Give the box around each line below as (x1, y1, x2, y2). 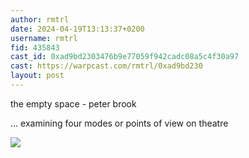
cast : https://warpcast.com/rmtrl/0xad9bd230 (10, 61, 203, 71)
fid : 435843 (10, 42, 60, 53)
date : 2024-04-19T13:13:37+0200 (10, 24, 145, 34)
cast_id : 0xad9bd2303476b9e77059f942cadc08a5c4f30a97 (10, 52, 240, 62)
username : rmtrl (10, 33, 78, 43)
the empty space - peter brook (10, 97, 137, 110)
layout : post (10, 71, 65, 81)
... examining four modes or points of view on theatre (10, 117, 229, 129)
